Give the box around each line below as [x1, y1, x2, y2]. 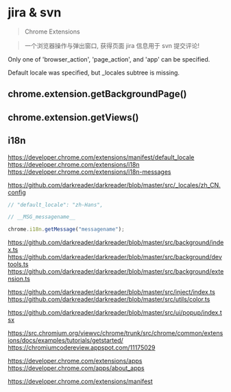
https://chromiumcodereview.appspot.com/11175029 [8, 343, 156, 352]
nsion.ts [8, 275, 30, 283]
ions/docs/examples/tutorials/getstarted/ [8, 337, 124, 345]
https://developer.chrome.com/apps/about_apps [8, 364, 145, 372]
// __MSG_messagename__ [8, 213, 76, 220]
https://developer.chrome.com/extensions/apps [8, 357, 143, 365]
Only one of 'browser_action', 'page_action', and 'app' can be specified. [8, 55, 210, 63]
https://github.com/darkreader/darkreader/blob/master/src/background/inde [8, 238, 224, 247]
